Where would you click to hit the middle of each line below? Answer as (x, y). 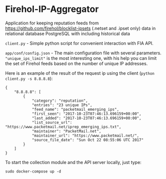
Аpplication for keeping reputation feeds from (52, 23)
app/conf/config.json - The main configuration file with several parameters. (83, 53)
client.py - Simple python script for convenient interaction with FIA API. (79, 43)
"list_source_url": (52, 122)
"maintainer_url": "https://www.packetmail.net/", (85, 136)
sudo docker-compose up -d (33, 171)
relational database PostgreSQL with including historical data (68, 33)
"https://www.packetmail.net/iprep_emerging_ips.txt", (63, 127)
